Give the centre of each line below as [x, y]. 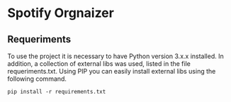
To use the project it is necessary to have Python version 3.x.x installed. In [116, 56]
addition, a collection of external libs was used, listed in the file [99, 64]
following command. [37, 79]
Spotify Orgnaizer [61, 13]
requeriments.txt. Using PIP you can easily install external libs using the [112, 71]
